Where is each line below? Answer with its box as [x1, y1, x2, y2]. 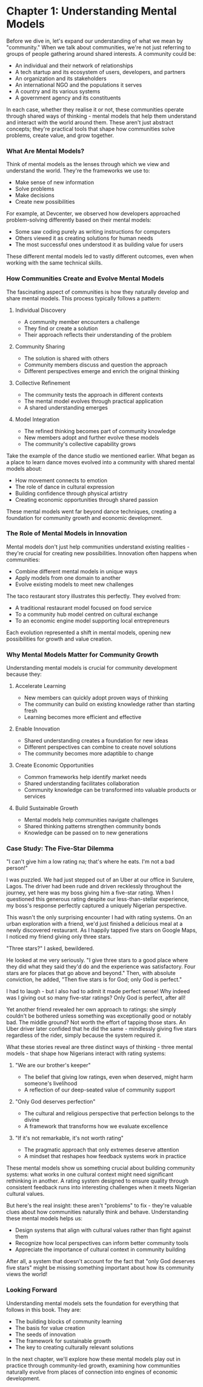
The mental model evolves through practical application [24, 397, 164, 405]
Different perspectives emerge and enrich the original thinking [24, 367, 180, 374]
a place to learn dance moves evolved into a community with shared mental [6, 458, 195, 465]
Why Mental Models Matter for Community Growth [6, 650, 159, 659]
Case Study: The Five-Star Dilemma [6, 845, 114, 853]
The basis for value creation [15, 1324, 85, 1331]
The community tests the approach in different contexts [24, 391, 164, 398]
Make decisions [15, 192, 55, 199]
